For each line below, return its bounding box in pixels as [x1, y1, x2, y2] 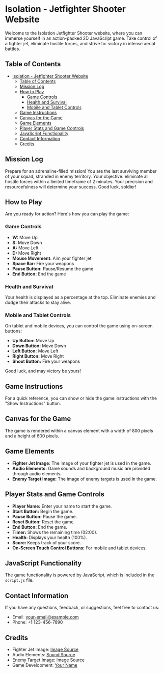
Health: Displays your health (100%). [12, 534, 87, 540]
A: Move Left [12, 244, 39, 251]
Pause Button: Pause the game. [12, 513, 77, 519]
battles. [5, 46, 21, 52]
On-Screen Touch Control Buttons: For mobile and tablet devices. [12, 545, 147, 551]
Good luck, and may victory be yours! [5, 368, 81, 374]
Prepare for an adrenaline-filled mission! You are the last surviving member [5, 168, 157, 174]
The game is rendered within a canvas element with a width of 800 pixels [5, 428, 153, 433]
